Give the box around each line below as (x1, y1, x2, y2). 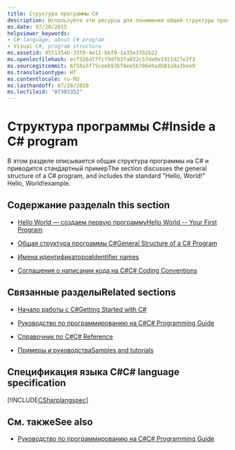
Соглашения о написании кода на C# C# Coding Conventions (17, 266, 198, 274)
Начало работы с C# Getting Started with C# (17, 305, 147, 313)
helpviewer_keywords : (7, 29, 71, 37)
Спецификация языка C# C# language (7, 366, 180, 379)
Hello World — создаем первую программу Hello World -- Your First (17, 218, 218, 226)
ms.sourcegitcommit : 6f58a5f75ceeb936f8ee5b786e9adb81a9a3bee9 (7, 62, 196, 69)
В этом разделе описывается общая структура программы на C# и (7, 157, 209, 165)
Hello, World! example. (7, 179, 71, 188)
